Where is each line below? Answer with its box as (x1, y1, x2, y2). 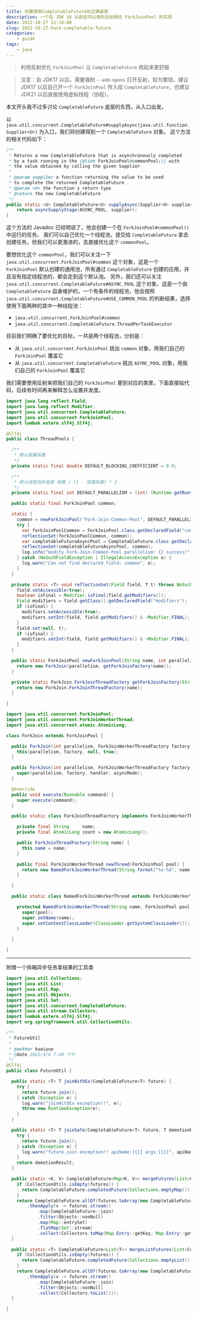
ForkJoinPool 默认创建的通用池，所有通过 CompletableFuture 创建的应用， (6, 266, 185, 273)
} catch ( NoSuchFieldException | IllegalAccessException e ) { (16, 555, 172, 561)
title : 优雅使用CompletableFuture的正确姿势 (6, 8, 108, 15)
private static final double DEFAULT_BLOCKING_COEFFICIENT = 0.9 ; (11, 463, 177, 469)
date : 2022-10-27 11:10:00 (6, 19, 72, 25)
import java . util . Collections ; (6, 976, 83, 982)
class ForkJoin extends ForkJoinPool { (6, 732, 104, 739)
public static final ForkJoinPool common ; (11, 501, 117, 507)
